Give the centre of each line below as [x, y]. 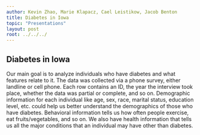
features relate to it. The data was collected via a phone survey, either [93, 80]
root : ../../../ [27, 35]
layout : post [23, 29]
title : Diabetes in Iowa [38, 18]
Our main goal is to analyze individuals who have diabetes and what [91, 74]
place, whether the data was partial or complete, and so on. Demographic [98, 93]
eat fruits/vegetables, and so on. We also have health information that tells [99, 119]
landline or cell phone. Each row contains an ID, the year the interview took [100, 86]
